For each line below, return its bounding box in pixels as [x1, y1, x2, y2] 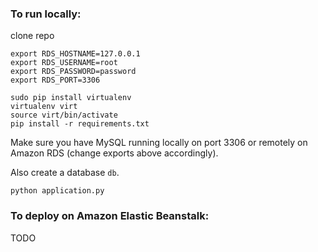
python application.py [10, 186, 105, 196]
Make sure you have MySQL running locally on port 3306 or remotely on [10, 137, 308, 149]
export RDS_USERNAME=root [10, 58, 118, 68]
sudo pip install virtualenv [10, 93, 132, 103]
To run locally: [10, 7, 82, 21]
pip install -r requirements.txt [10, 119, 150, 129]
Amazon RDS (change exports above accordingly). [10, 147, 219, 159]
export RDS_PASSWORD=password [10, 67, 137, 77]
